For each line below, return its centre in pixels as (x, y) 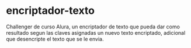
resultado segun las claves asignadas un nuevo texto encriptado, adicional (96, 32)
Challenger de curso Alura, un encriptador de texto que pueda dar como (93, 27)
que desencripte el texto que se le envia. (55, 39)
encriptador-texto (51, 11)
